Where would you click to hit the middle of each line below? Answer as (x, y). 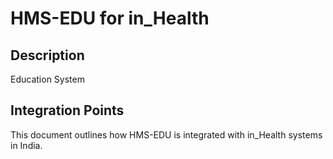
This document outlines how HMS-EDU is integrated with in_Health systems (166, 134)
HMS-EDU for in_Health (110, 18)
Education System (47, 79)
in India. (26, 145)
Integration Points (67, 110)
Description (47, 55)
